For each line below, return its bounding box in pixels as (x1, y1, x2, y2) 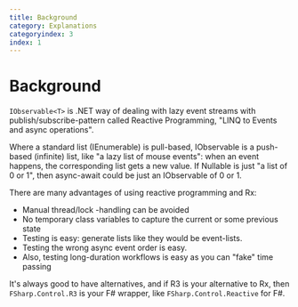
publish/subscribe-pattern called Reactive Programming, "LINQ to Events (9, 115, 278, 125)
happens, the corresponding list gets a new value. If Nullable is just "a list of (9, 161, 287, 172)
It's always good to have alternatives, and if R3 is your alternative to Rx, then (9, 279, 290, 289)
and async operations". (9, 125, 94, 135)
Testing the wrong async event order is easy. (21, 242, 188, 254)
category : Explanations (9, 21, 98, 30)
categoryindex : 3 (9, 29, 74, 38)
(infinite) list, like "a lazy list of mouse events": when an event (34, 151, 260, 162)
